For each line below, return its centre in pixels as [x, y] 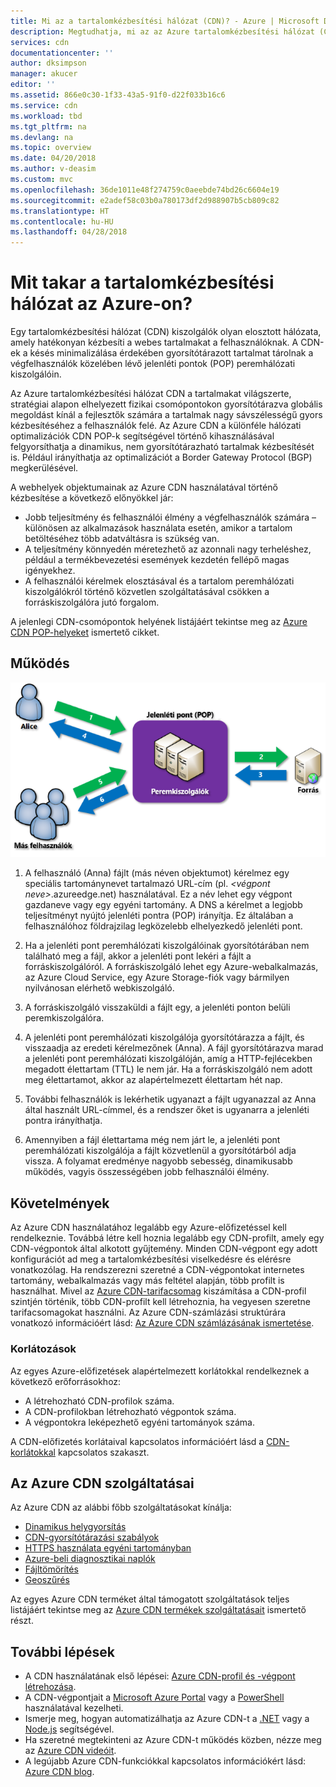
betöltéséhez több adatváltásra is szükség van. [122, 539]
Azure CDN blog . [59, 1772]
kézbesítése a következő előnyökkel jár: [92, 498]
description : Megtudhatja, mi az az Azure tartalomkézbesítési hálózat [162, 31]
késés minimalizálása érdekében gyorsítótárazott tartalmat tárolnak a [171, 353]
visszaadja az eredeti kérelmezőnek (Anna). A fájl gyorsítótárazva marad [174, 1048]
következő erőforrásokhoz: [66, 1381]
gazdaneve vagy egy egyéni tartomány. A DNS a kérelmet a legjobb [163, 905]
